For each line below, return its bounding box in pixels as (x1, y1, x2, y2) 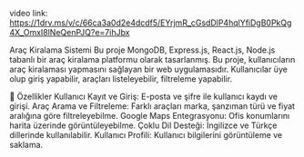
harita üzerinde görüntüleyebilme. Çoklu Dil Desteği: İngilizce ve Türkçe (9, 120, 278, 131)
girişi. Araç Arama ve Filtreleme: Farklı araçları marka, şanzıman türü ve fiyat (9, 101, 296, 112)
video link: (9, 8, 48, 18)
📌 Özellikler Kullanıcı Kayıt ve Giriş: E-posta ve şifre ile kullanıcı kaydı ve (9, 91, 279, 102)
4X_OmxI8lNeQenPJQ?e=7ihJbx (9, 27, 130, 37)
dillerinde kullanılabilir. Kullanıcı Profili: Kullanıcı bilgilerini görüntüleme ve (9, 130, 283, 140)
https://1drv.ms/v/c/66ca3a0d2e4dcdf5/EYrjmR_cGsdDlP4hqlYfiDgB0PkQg (9, 17, 292, 28)
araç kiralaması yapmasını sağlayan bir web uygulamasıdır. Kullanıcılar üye (9, 64, 289, 74)
